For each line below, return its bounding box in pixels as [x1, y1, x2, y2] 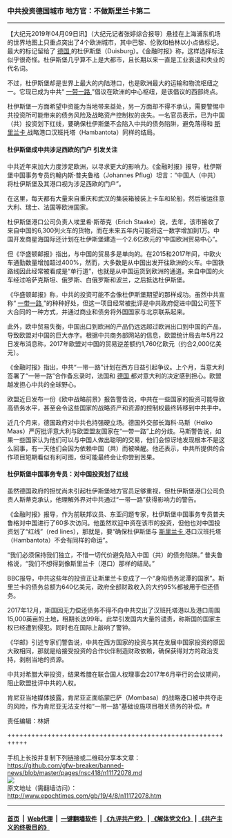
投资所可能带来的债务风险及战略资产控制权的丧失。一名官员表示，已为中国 [12, 111, 225, 119]
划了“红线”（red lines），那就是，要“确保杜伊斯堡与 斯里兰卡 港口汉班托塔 [12, 527, 222, 536]
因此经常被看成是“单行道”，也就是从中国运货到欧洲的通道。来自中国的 [19, 266, 219, 275]
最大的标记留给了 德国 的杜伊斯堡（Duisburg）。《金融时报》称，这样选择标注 [7, 47, 224, 55]
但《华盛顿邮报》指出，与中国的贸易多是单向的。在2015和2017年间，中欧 [7, 249, 216, 257]
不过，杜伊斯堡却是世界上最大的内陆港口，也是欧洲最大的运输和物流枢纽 [7, 79, 213, 87]
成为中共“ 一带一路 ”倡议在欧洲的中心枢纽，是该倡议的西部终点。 [37, 88, 222, 96]
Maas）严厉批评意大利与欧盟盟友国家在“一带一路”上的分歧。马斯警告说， [7, 427, 216, 435]
